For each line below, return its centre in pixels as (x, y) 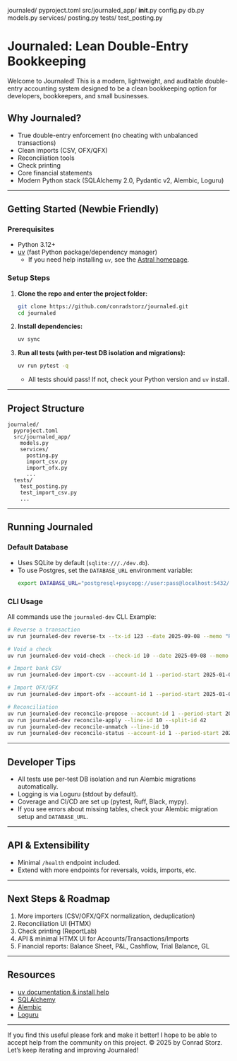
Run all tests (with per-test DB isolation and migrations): (101, 353)
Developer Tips (42, 762)
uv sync (29, 340)
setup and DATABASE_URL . (53, 817)
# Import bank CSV (34, 668)
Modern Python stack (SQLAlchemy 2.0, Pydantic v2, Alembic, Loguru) (121, 180)
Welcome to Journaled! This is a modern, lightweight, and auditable (105, 81)
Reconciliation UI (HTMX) (54, 923)
